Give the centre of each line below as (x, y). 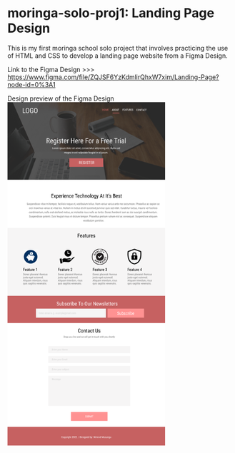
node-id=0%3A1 (31, 84)
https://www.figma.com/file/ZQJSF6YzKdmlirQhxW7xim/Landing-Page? (113, 77)
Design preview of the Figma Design (61, 98)
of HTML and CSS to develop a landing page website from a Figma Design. (117, 56)
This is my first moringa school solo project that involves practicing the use (118, 48)
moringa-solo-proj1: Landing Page (111, 13)
